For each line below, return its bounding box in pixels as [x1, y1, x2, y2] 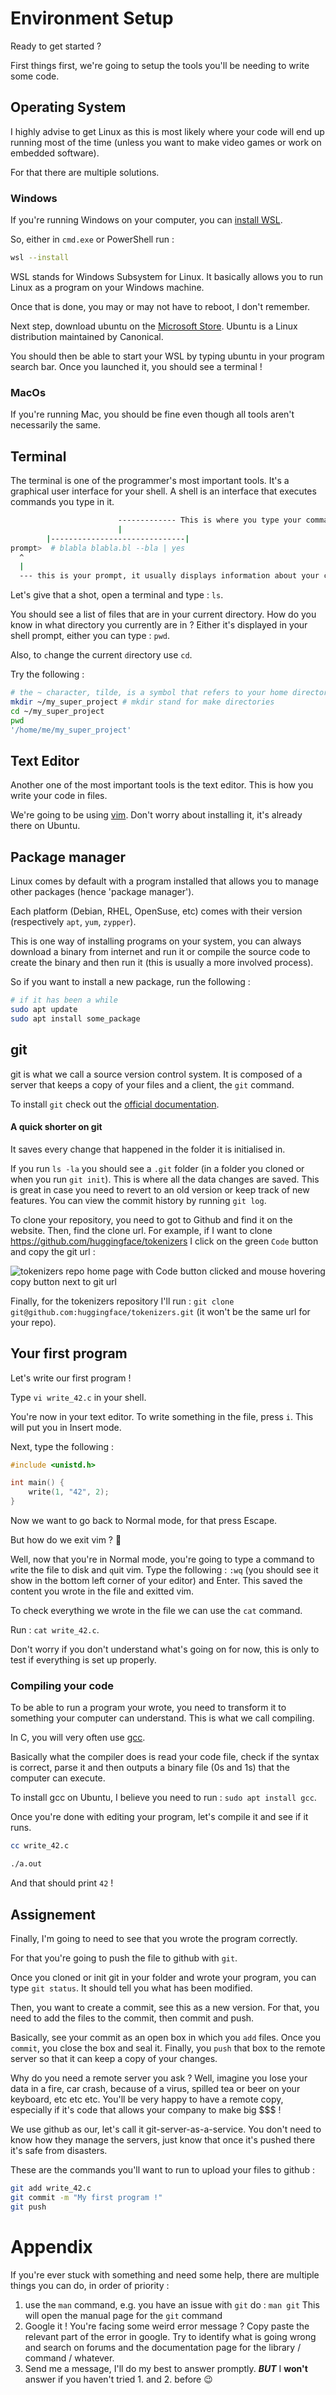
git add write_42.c [10, 2183, 92, 2193]
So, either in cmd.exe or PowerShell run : [10, 233, 175, 246]
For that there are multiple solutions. [10, 166, 160, 178]
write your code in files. [10, 790, 108, 802]
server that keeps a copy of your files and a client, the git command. [10, 1078, 295, 1091]
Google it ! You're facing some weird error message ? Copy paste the [24, 2320, 310, 2332]
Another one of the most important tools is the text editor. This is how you [10, 779, 314, 791]
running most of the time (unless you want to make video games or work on [10, 136, 322, 148]
